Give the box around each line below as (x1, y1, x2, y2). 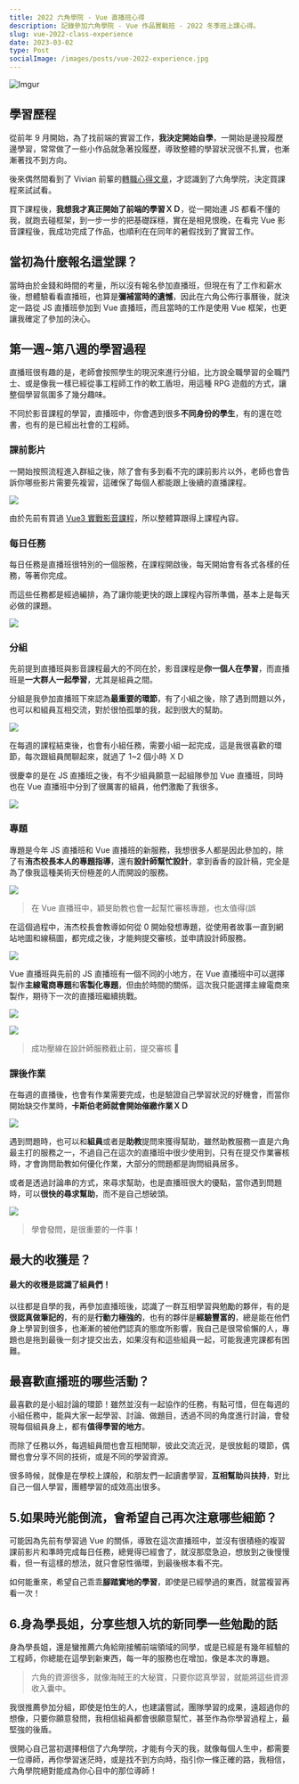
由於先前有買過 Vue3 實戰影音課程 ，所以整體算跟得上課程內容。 (9, 512, 244, 523)
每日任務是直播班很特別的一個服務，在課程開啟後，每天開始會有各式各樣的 (9, 559, 282, 570)
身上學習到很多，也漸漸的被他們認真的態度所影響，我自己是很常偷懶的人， (9, 1322, 282, 1333)
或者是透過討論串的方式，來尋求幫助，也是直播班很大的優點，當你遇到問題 (9, 1177, 282, 1188)
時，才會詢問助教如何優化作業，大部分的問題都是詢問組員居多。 (9, 1158, 243, 1168)
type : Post (9, 46, 50, 55)
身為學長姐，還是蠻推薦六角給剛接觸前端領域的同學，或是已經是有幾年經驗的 (9, 1641, 290, 1652)
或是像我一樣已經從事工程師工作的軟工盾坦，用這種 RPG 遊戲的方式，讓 (24, 378, 287, 389)
